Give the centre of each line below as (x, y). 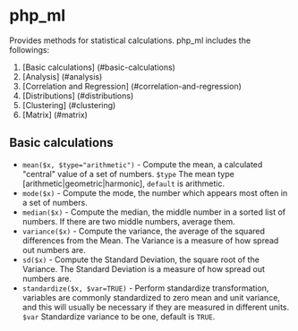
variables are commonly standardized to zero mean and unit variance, (151, 297)
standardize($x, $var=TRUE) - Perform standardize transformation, (145, 288)
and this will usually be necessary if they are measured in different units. (156, 307)
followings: (30, 49)
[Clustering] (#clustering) (69, 105)
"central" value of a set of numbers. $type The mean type (128, 174)
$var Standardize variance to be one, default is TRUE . (119, 316)
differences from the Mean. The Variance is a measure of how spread (150, 240)
